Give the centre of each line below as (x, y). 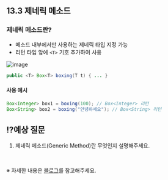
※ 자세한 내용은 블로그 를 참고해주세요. (51, 171)
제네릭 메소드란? (29, 30)
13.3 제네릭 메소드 (39, 11)
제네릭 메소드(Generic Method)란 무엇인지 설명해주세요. (82, 146)
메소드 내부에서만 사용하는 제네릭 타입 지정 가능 (71, 44)
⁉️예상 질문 (26, 129)
